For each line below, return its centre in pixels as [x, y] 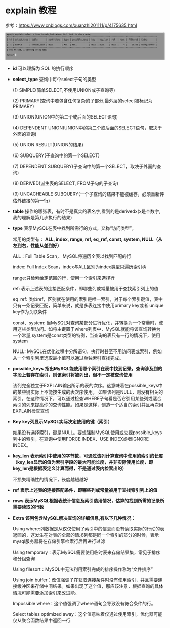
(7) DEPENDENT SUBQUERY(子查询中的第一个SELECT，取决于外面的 [84, 166]
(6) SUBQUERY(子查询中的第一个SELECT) [56, 155]
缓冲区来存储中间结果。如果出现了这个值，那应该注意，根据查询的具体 [90, 586]
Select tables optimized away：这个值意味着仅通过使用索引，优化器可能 [88, 614]
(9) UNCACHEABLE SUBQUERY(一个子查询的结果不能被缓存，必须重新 [86, 194]
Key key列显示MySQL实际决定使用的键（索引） [62, 422]
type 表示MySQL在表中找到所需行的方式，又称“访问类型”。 [74, 228]
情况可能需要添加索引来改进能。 [46, 593]
